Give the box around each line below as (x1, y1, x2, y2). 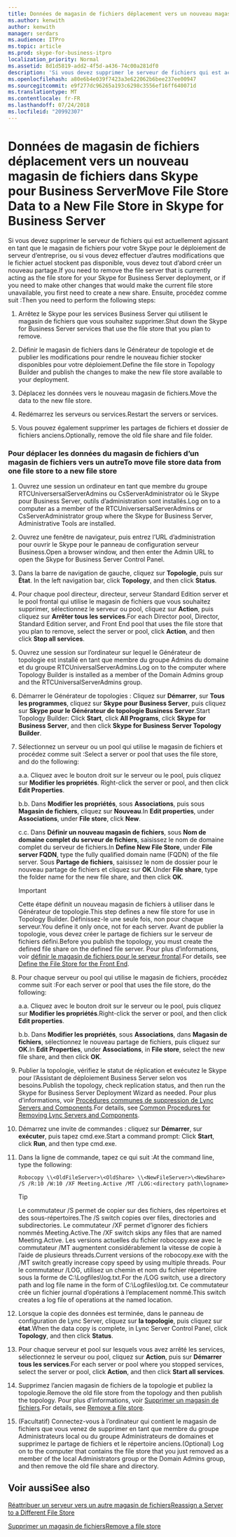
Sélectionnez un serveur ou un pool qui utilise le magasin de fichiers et (18, 742, 223, 751)
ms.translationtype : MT (8, 88, 78, 95)
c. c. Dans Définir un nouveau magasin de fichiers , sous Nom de (18, 827, 207, 836)
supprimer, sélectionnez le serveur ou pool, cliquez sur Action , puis (18, 604, 214, 613)
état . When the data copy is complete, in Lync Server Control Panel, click (18, 1324, 228, 1332)
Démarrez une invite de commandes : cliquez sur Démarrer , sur (18, 1124, 202, 1133)
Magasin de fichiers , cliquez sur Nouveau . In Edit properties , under (18, 806, 214, 815)
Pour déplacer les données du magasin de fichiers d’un (8, 448, 199, 458)
